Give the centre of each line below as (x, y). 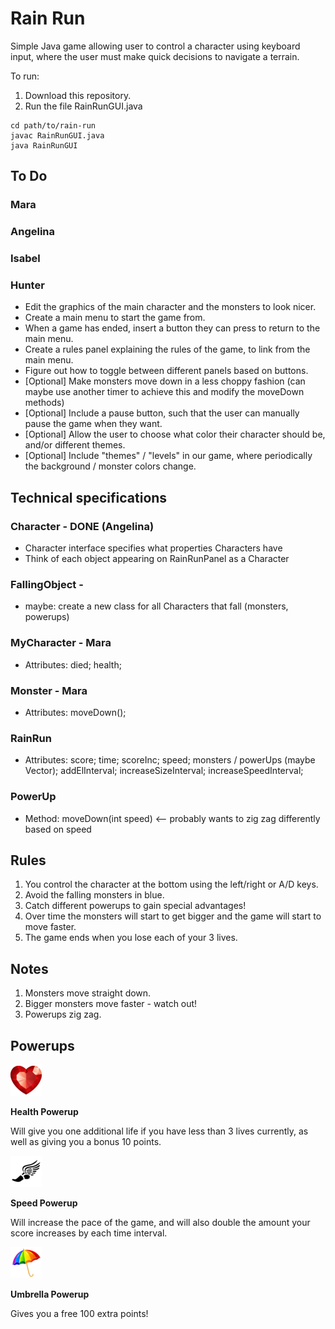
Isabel (25, 259)
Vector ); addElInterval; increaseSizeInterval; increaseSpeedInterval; (164, 771)
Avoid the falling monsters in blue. (94, 895)
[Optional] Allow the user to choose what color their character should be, (175, 434)
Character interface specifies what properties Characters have (153, 548)
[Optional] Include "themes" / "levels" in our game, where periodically (168, 456)
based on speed (58, 829)
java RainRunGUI (44, 145)
